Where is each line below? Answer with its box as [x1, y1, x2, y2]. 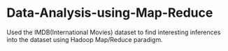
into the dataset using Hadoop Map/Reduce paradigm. [6, 35, 163, 43]
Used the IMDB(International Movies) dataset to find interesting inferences [6, 28, 221, 36]
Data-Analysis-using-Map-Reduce [6, 5, 213, 21]
